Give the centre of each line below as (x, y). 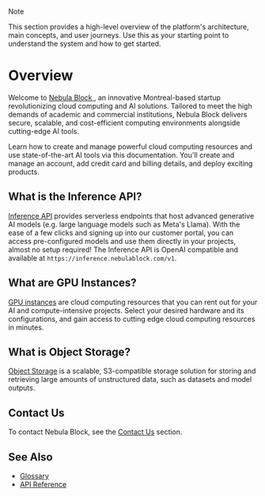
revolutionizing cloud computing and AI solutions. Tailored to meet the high (130, 105)
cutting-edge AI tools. (44, 131)
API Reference (43, 484)
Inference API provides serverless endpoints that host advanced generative (131, 216)
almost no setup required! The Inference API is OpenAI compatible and (123, 250)
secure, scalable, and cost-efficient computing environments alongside (124, 123)
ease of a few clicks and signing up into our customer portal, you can (121, 232)
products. (24, 172)
